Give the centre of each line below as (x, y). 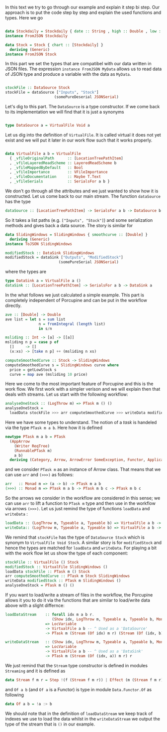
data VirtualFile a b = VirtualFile (43, 153)
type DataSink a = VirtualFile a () (43, 281)
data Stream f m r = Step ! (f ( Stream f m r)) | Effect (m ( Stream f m (81, 680)
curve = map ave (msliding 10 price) (49, 374)
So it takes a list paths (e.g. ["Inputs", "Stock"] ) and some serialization (79, 220)
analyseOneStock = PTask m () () (40, 586)
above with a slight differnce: (35, 605)
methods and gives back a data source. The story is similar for (69, 225)
